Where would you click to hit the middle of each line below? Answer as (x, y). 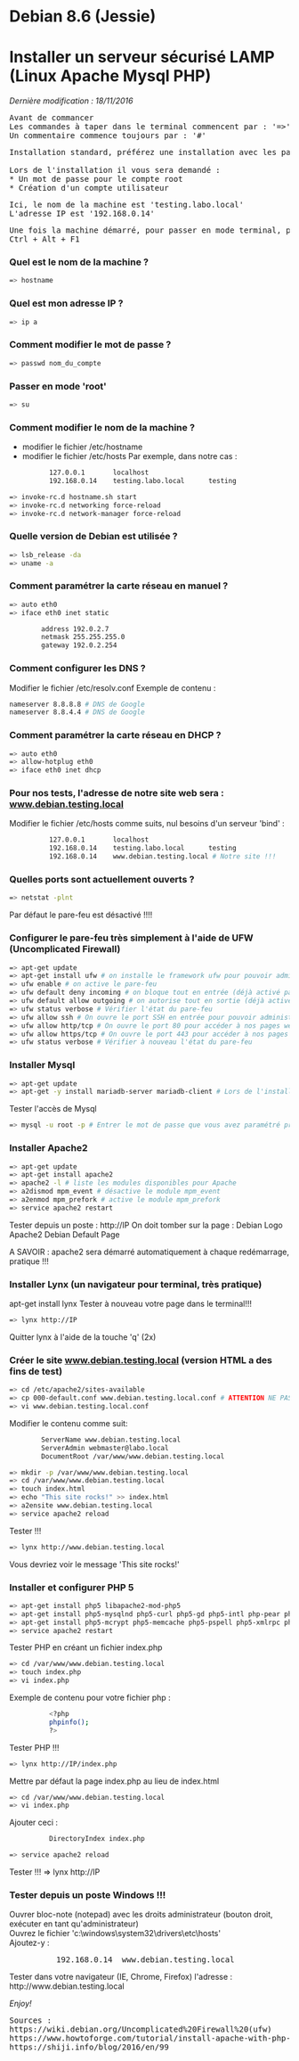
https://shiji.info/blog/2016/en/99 (89, 2047)
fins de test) (36, 1371)
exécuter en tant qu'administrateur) (74, 1924)
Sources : (30, 2020)
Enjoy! (21, 2004)
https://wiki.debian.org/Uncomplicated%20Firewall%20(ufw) (141, 2029)
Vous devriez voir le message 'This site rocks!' (94, 1564)
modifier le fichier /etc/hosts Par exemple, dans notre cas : (129, 456)
